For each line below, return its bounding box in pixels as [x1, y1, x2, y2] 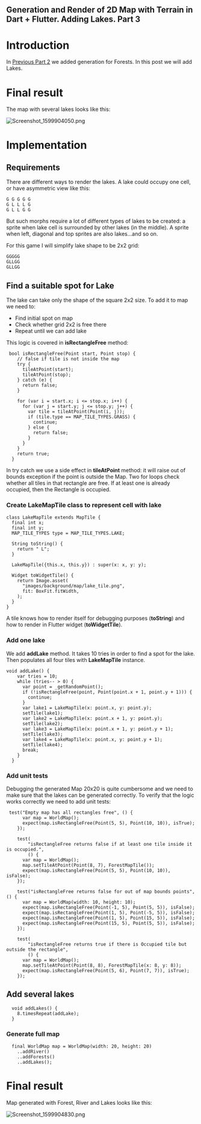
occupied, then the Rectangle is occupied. [6, 486, 111, 493]
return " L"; [17, 546, 50, 552]
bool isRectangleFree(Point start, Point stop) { [8, 351, 136, 357]
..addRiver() [17, 1049, 50, 1055]
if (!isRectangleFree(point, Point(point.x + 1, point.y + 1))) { [22, 689, 193, 695]
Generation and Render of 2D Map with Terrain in [6, 5, 193, 15]
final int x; [11, 520, 45, 526]
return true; [17, 451, 50, 457]
